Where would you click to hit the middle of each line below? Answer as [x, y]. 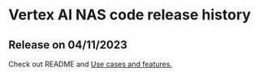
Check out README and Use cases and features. [91, 64]
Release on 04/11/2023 [68, 45]
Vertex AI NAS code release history [130, 15]
